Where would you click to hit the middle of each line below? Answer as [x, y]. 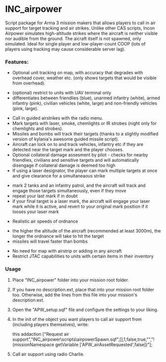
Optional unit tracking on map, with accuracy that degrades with [78, 73]
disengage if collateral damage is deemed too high [64, 165]
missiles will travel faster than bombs [50, 241]
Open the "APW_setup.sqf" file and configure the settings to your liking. [85, 310]
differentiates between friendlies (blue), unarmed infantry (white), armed [86, 98]
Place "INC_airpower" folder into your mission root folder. [71, 280]
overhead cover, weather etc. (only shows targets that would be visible [84, 78]
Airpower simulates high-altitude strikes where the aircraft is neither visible [82, 33]
